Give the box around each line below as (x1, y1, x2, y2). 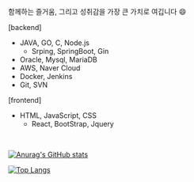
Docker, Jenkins (19, 72, 73, 81)
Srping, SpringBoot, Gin (31, 47, 109, 55)
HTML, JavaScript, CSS (19, 111, 97, 120)
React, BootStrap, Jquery (31, 119, 115, 128)
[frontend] (8, 96, 42, 104)
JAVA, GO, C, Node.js (19, 38, 89, 47)
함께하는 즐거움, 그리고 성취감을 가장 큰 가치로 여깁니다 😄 (8, 7, 187, 16)
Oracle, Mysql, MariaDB (19, 55, 97, 64)
